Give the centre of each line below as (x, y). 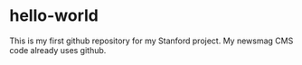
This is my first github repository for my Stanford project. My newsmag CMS (151, 41)
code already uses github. (58, 50)
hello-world (54, 16)
